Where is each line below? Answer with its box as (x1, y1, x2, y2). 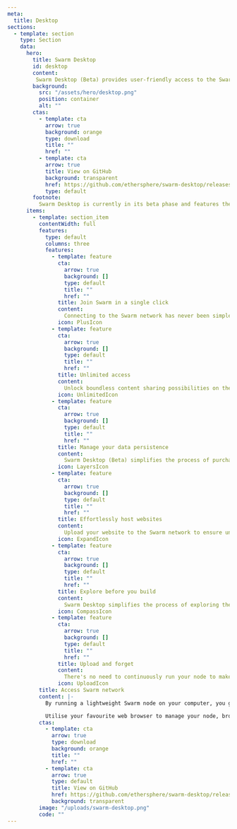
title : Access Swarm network (38, 686, 125, 693)
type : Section (20, 37, 61, 44)
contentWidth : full (38, 220, 97, 227)
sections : (7, 23, 37, 30)
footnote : (32, 194, 61, 201)
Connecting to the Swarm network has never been (63, 312, 210, 320)
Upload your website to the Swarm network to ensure (63, 529, 222, 536)
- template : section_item (32, 214, 109, 221)
